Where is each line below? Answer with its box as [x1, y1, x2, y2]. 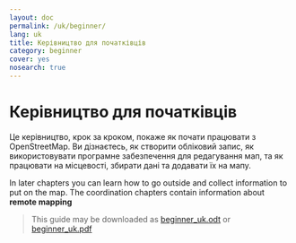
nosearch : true [9, 64, 66, 73]
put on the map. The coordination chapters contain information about [9, 187, 265, 197]
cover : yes [9, 55, 50, 64]
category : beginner [9, 47, 83, 56]
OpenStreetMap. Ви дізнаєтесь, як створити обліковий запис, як [9, 141, 254, 152]
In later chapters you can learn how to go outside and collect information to [9, 177, 288, 188]
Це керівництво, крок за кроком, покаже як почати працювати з [9, 131, 257, 142]
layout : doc [9, 13, 54, 22]
